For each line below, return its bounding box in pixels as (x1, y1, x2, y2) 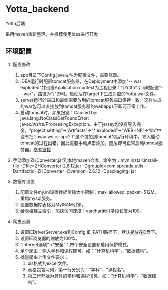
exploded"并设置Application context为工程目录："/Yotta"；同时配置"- (20, 84, 163, 90)
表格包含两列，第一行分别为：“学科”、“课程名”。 (27, 266, 128, 272)
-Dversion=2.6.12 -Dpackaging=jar (65, 168, 137, 174)
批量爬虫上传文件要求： (20, 254, 69, 260)
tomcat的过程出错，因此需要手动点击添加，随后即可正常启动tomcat (20, 140, 159, 146)
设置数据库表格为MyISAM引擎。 (20, 201, 86, 207)
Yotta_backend (5, 3, 69, 15)
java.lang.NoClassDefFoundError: (20, 115, 89, 121)
